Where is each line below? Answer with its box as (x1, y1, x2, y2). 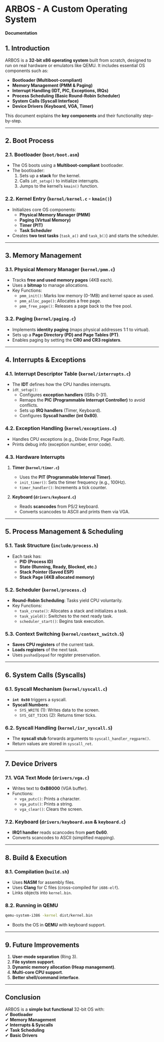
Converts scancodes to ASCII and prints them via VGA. (19, 509, 130, 515)
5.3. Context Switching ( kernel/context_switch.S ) (5, 630, 124, 637)
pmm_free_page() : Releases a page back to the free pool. (19, 303, 133, 309)
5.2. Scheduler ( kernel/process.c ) (5, 586, 87, 593)
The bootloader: (12, 167, 45, 173)
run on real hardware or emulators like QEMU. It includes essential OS (5, 62, 145, 68)
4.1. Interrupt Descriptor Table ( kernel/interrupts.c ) (5, 371, 131, 378)
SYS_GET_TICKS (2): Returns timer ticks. (19, 712, 97, 718)
